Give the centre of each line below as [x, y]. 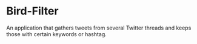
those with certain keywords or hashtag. [57, 34]
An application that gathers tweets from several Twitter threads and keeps [99, 28]
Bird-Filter [32, 11]
